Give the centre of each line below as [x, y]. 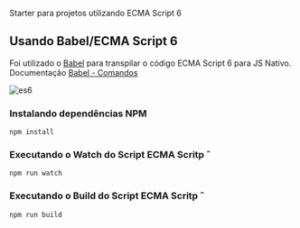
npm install [32, 132]
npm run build [36, 214]
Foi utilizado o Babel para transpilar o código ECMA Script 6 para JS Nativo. [150, 63]
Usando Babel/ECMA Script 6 [94, 41]
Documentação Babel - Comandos [74, 72]
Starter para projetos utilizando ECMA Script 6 [96, 13]
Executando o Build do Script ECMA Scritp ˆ [107, 196]
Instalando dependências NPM [78, 114]
